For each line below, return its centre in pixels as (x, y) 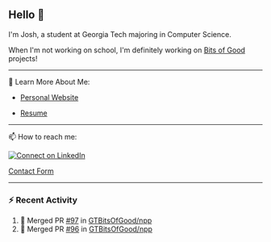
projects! (23, 58)
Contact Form (31, 171)
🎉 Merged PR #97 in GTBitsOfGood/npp (86, 221)
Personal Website (49, 97)
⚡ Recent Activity (43, 200)
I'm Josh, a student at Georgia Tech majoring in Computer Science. (120, 34)
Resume (33, 113)
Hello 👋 (27, 15)
